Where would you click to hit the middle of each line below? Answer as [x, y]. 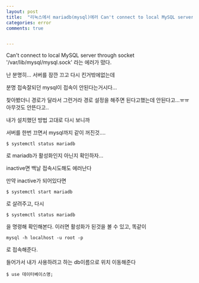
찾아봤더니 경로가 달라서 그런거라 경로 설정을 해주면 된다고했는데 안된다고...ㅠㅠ [98, 100]
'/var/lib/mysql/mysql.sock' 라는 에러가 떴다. [59, 62]
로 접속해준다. [22, 250]
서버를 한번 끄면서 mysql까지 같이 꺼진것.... [56, 133]
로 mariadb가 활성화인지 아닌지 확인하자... [55, 156]
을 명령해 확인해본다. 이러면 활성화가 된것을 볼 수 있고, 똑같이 [76, 227]
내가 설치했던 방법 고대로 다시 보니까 [48, 120]
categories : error [29, 22]
